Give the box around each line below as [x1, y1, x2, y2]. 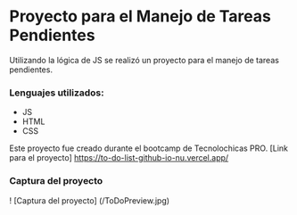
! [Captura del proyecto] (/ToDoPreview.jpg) [9, 194, 170, 206]
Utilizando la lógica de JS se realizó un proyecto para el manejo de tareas [9, 54, 279, 65]
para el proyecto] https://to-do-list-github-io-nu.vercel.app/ [9, 153, 229, 163]
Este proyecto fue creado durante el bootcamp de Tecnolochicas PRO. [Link [9, 143, 288, 153]
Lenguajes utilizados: [9, 87, 104, 99]
